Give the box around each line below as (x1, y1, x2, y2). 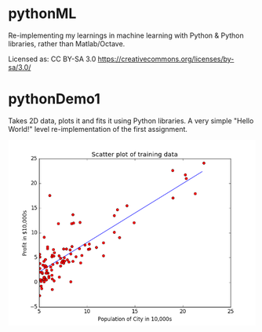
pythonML (8, 5, 77, 23)
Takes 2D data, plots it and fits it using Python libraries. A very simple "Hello (8, 115, 254, 126)
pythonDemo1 (8, 90, 100, 108)
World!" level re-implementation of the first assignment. (8, 124, 188, 133)
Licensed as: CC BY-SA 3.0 (8, 54, 96, 64)
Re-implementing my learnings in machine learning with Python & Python (8, 31, 245, 40)
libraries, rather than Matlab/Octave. (8, 38, 126, 48)
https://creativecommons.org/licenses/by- (97, 54, 235, 64)
